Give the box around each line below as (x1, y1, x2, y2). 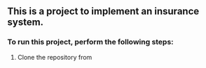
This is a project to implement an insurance (7, 6, 200, 17)
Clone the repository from (17, 53, 92, 61)
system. (7, 17, 44, 28)
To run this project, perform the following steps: (7, 37, 174, 47)
